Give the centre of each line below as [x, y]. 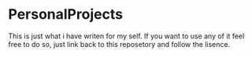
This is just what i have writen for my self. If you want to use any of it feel [126, 36]
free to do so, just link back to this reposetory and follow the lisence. [119, 44]
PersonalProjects [66, 14]
